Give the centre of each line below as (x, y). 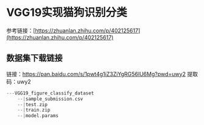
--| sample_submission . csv (50, 99)
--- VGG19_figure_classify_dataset (50, 93)
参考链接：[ (21, 30)
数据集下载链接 (35, 58)
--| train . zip (34, 110)
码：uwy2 (19, 81)
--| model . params (38, 116)
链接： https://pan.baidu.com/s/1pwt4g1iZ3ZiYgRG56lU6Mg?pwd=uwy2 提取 (102, 74)
